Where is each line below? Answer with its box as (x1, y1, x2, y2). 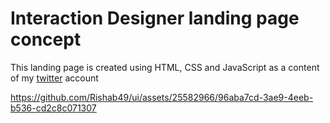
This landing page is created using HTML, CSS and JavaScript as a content (10, 61, 320, 73)
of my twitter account (10, 72, 99, 84)
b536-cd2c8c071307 (10, 102, 97, 114)
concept (10, 28, 82, 51)
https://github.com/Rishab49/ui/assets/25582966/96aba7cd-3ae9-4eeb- (10, 91, 314, 103)
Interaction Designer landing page (10, 7, 300, 30)
